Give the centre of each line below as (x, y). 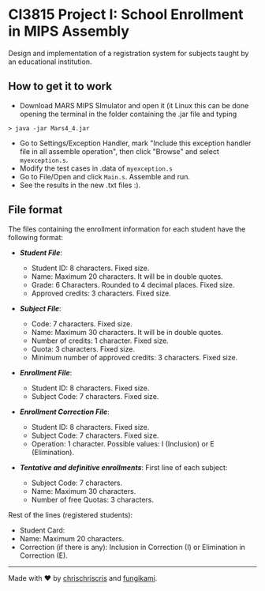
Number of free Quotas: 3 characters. (93, 499)
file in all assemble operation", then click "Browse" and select (119, 151)
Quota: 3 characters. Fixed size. (83, 348)
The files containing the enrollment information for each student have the (127, 229)
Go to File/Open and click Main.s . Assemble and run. (105, 176)
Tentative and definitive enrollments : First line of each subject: (123, 467)
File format (35, 210)
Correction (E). (44, 555)
